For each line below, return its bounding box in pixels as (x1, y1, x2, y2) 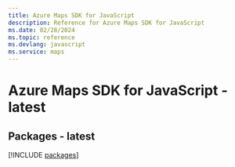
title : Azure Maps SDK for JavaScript (8, 11, 135, 20)
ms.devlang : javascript (8, 41, 86, 49)
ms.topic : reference (8, 33, 76, 42)
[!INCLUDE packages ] (8, 151, 79, 159)
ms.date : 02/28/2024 (8, 26, 76, 34)
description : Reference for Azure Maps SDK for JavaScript (8, 19, 205, 27)
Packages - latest (8, 129, 96, 143)
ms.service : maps (8, 48, 65, 56)
